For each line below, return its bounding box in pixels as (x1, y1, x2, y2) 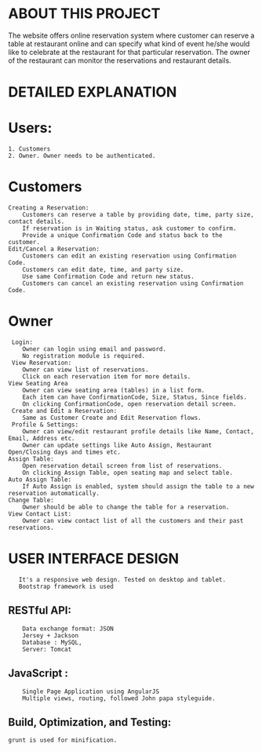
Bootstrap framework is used (18, 582, 114, 590)
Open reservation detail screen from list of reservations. (22, 462, 223, 469)
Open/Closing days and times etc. (8, 448, 122, 456)
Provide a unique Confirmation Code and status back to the (22, 232, 223, 239)
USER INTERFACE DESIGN (8, 550, 179, 568)
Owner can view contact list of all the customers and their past (22, 517, 244, 524)
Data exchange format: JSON (22, 625, 114, 633)
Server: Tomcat (22, 645, 72, 653)
